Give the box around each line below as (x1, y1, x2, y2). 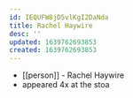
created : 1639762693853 (9, 46, 98, 55)
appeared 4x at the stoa (21, 79, 110, 90)
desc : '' (9, 29, 42, 38)
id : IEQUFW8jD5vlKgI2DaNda (9, 12, 109, 22)
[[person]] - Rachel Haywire (21, 70, 125, 80)
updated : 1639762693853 (9, 37, 98, 47)
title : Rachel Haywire (9, 21, 93, 30)
